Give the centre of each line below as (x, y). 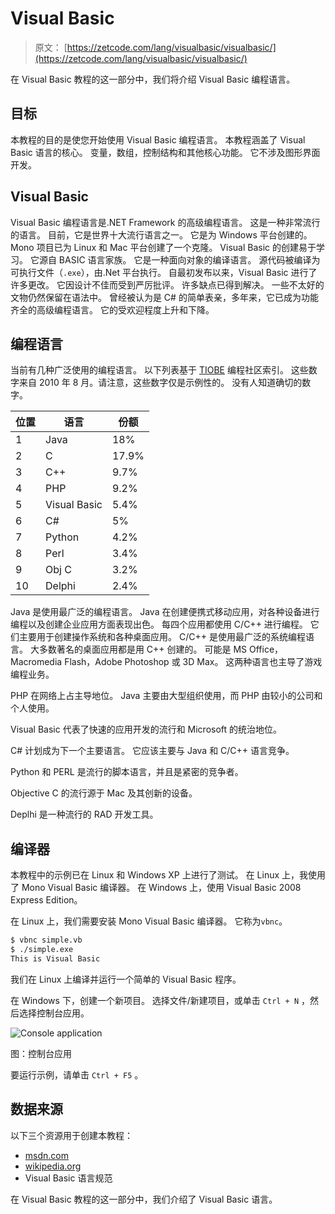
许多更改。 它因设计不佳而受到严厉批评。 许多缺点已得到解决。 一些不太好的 (167, 284)
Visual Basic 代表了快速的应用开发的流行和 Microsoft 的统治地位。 (146, 729)
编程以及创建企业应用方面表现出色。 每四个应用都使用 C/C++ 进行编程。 (159, 624)
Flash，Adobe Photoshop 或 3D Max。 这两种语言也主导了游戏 (193, 662)
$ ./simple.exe (42, 950)
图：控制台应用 (41, 1053)
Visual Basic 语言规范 (68, 1178)
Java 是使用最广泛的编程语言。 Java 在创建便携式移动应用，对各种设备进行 (165, 612)
